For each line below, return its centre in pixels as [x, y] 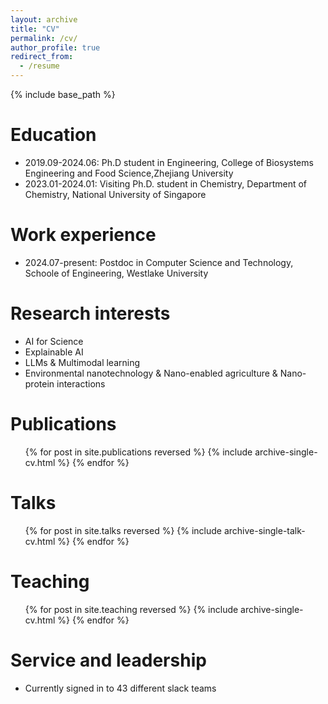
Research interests [90, 313]
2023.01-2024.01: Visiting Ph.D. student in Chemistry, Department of [166, 183]
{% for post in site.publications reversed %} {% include [138, 452]
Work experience [83, 235]
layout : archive [44, 19]
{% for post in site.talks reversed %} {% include [123, 530]
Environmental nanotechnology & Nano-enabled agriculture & [151, 373]
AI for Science [54, 341]
